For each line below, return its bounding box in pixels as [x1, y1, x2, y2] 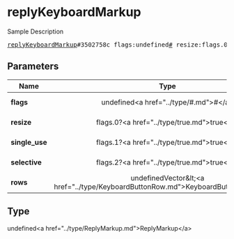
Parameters [7, 61, 59, 72]
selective [10, 157, 42, 167]
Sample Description [7, 27, 64, 36]
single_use [10, 137, 47, 147]
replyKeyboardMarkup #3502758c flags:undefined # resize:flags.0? [7, 40, 232, 49]
